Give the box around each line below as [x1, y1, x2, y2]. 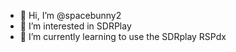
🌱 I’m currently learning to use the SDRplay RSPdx [19, 31, 227, 42]
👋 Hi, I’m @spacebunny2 [19, 10, 122, 21]
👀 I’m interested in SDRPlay [19, 20, 132, 32]
